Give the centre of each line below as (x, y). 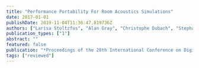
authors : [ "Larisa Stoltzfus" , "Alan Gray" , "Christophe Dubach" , (90, 28)
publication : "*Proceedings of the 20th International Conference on (94, 50)
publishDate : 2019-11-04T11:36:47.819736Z (59, 22)
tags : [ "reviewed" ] (30, 56)
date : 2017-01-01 (28, 17)
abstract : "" (22, 39)
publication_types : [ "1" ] (38, 34)
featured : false (26, 45)
